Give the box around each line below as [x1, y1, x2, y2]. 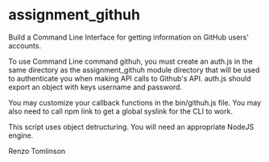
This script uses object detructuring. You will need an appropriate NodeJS [8, 122, 255, 131]
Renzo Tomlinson [8, 146, 66, 156]
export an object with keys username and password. [8, 82, 183, 92]
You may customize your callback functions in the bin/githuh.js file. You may [8, 98, 262, 107]
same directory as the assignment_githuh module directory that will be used [8, 64, 260, 74]
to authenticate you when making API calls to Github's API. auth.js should [8, 73, 251, 83]
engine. [8, 131, 34, 140]
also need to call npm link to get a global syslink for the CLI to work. [8, 106, 234, 116]
